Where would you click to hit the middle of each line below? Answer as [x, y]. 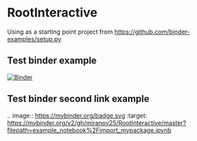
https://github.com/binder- [153, 32]
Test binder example [52, 61]
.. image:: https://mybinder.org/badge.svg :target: [77, 116]
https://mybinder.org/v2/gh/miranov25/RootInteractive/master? [97, 122]
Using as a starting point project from [60, 32]
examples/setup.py [34, 39]
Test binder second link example [79, 99]
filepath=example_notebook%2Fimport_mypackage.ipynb [90, 130]
